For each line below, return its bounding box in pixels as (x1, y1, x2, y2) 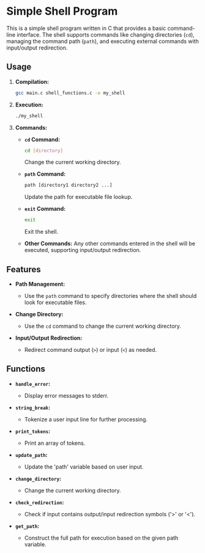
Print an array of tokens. (24, 439, 86, 447)
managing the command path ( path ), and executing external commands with (6, 37, 199, 45)
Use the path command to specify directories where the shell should (24, 292, 197, 299)
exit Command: (24, 205, 66, 212)
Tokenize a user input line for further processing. (24, 415, 148, 423)
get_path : (15, 522, 40, 530)
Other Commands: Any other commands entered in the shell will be (24, 240, 196, 247)
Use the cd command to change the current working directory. (24, 322, 182, 330)
